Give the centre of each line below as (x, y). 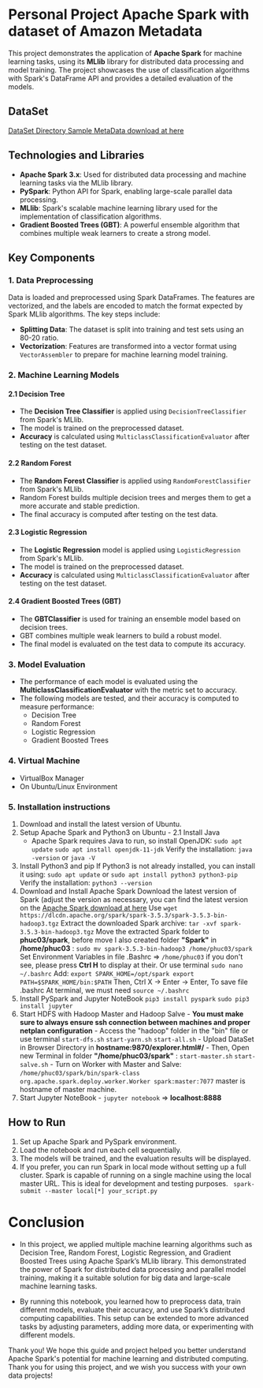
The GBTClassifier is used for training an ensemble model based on (130, 619)
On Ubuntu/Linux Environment (69, 786)
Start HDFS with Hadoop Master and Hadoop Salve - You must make (131, 1014)
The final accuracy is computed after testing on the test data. (119, 514)
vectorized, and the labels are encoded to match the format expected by (126, 306)
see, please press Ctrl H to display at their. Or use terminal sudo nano (131, 965)
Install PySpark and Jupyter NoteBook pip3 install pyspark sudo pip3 (134, 998)
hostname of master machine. (68, 1089)
